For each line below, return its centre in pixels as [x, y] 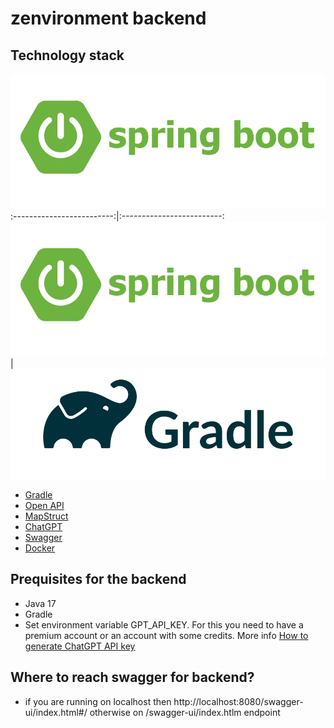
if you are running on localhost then [98, 701]
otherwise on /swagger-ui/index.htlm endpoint [185, 712]
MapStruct [46, 516]
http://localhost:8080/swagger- [238, 701]
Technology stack [67, 55]
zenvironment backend [108, 18]
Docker [40, 548]
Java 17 [40, 603]
